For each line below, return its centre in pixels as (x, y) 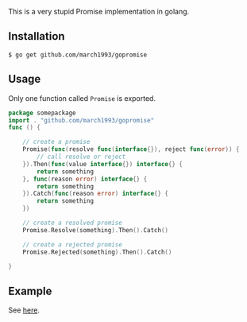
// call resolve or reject (81, 157)
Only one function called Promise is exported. (82, 98)
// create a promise (56, 142)
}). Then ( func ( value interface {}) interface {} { (102, 164)
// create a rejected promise (73, 244)
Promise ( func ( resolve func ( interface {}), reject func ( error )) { (131, 149)
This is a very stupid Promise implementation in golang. (99, 12)
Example (30, 291)
